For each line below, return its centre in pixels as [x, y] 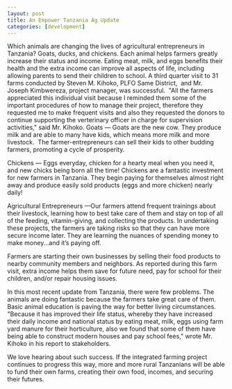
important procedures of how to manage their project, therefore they [105, 106]
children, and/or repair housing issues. [63, 279]
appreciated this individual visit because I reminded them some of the [107, 98]
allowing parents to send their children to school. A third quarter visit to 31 [113, 76]
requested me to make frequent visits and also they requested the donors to [116, 113]
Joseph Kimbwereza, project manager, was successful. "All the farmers [110, 90]
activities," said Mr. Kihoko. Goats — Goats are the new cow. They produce [114, 127]
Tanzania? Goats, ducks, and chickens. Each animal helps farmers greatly [113, 53]
